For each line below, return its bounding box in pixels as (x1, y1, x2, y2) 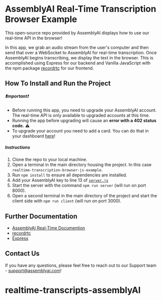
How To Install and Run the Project (5, 79, 111, 88)
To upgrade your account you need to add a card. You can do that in (12, 128, 149, 134)
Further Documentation (5, 212, 78, 220)
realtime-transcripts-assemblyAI (5, 285, 141, 296)
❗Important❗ (5, 93, 29, 99)
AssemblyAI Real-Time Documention (12, 225, 85, 231)
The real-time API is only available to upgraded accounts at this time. (12, 112, 150, 118)
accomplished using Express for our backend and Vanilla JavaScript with (5, 60, 151, 66)
